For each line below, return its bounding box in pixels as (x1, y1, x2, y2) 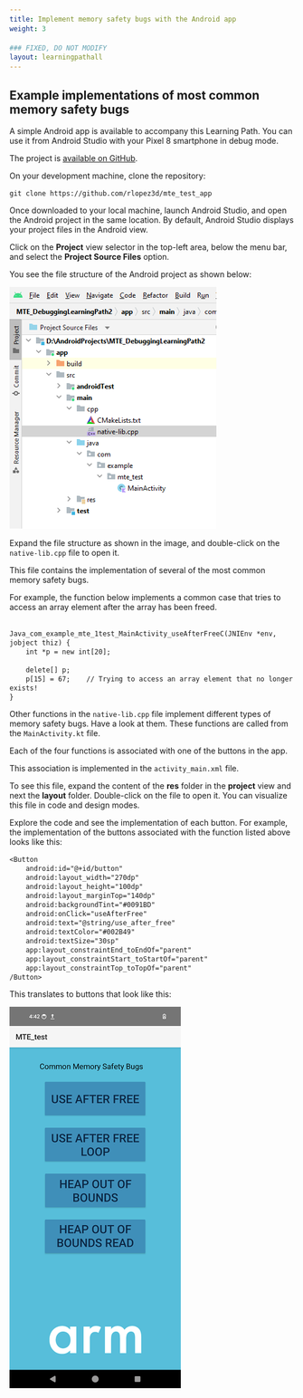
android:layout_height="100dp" (25, 882, 144, 891)
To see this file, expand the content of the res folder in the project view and (9, 780, 291, 791)
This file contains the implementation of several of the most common (9, 564, 266, 575)
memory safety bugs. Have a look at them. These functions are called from (9, 718, 289, 729)
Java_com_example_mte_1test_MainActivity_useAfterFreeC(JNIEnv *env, (9, 629, 278, 638)
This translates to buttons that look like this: (9, 988, 172, 1000)
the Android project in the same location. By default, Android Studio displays (9, 214, 294, 225)
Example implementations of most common (9, 87, 260, 103)
